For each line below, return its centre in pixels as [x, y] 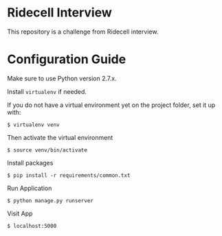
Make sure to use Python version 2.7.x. [62, 78]
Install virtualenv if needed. [47, 91]
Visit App [20, 213]
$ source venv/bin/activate [47, 150]
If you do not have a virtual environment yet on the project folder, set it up [111, 105]
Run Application [30, 188]
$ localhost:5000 [32, 226]
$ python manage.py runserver [51, 200]
